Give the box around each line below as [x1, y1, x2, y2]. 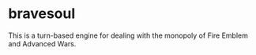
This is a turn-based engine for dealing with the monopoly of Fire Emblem [8, 31, 249, 40]
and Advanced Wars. [8, 38, 77, 48]
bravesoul [8, 5, 76, 23]
